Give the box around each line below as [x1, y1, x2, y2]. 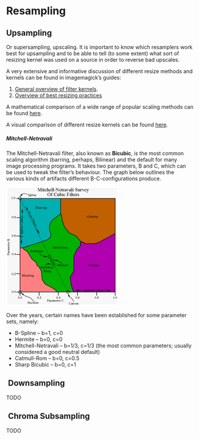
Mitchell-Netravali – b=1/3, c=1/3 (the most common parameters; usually [14, 342, 192, 349]
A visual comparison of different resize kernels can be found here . [6, 121, 168, 128]
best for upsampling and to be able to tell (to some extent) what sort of [6, 50, 179, 57]
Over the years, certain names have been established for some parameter [6, 311, 187, 318]
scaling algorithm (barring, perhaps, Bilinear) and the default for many [6, 156, 178, 163]
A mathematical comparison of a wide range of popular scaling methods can [6, 103, 194, 110]
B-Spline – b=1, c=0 [14, 329, 64, 336]
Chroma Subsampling [8, 411, 90, 421]
